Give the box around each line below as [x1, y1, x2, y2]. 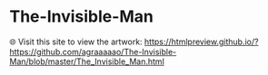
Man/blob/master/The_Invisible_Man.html [9, 56, 165, 67]
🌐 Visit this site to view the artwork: [9, 36, 143, 47]
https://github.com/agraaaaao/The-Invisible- [9, 46, 177, 57]
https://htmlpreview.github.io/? [144, 36, 259, 47]
